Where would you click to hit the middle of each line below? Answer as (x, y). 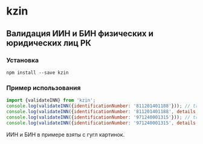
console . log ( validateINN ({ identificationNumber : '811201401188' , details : (102, 111)
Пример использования (43, 88)
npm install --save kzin (37, 73)
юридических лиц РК (49, 43)
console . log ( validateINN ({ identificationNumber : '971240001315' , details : (102, 123)
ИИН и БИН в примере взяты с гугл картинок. (66, 134)
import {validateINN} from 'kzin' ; (51, 100)
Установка (23, 60)
